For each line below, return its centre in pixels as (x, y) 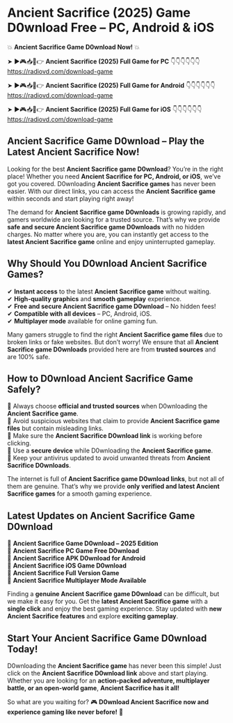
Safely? (24, 389)
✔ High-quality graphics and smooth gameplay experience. (95, 298)
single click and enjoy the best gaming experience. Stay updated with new (115, 609)
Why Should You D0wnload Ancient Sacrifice (107, 264)
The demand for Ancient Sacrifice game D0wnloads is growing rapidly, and (116, 212)
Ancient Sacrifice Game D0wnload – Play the (106, 141)
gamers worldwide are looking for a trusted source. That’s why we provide (114, 219)
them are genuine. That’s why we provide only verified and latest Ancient (114, 487)
